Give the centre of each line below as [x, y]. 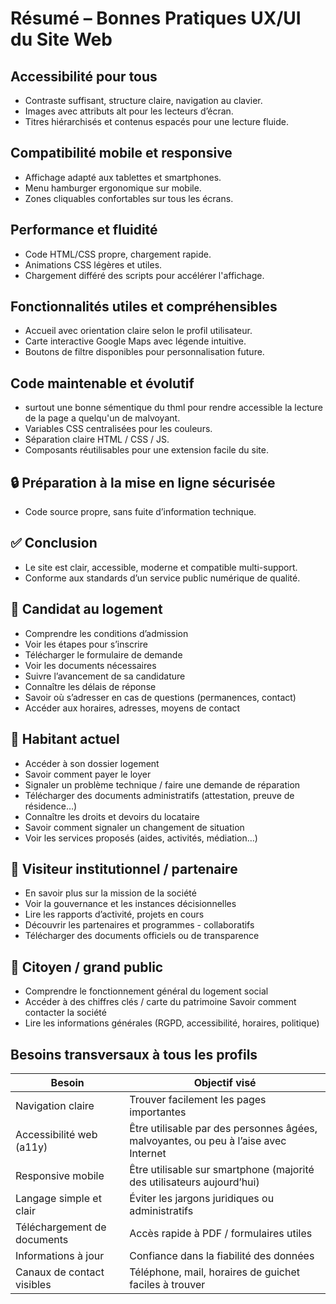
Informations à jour [60, 1255]
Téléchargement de [61, 1227]
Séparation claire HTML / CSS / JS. [97, 439]
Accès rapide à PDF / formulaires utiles [221, 1233]
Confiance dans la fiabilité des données [222, 1255]
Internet [148, 1153]
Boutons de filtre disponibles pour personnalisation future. [144, 352]
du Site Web [61, 39]
